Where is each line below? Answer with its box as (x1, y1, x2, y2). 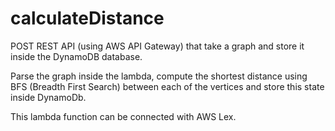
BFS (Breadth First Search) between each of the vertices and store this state (10, 80, 325, 92)
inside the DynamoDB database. (10, 50, 143, 62)
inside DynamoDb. (10, 91, 87, 103)
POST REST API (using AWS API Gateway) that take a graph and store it (10, 40, 305, 52)
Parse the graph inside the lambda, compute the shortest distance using (10, 70, 308, 82)
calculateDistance (10, 7, 165, 30)
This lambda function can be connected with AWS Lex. (10, 110, 237, 122)
